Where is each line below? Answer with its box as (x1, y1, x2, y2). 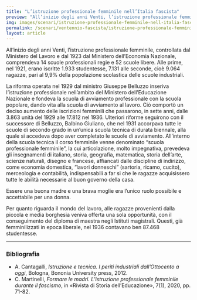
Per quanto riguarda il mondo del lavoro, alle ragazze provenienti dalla (6, 205, 175, 212)
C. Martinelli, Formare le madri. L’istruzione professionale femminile (14, 276, 179, 283)
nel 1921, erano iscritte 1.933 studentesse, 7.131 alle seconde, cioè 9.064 (6, 65, 181, 72)
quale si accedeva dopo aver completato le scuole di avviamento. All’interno (6, 132, 191, 139)
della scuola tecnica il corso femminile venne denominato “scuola (6, 139, 164, 146)
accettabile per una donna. (6, 194, 72, 201)
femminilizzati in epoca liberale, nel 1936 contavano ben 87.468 (6, 224, 160, 231)
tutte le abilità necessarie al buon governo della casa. (6, 176, 135, 183)
